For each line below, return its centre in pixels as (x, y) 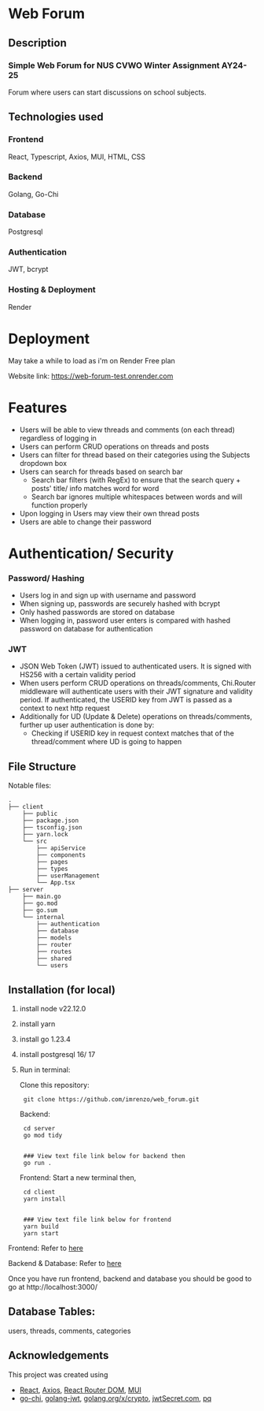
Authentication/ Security (91, 553)
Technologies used (56, 117)
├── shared (54, 959)
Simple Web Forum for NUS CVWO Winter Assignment (114, 65)
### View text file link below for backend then (104, 1156)
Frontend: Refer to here (46, 1248)
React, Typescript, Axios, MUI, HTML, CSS (77, 156)
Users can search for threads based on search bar (101, 471)
